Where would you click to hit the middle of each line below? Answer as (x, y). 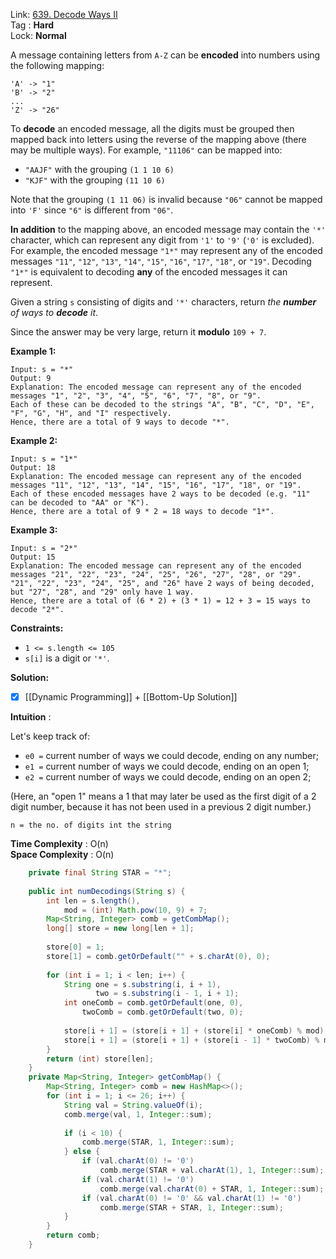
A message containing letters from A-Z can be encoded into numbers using (165, 55)
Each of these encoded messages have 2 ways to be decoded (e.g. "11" (160, 494)
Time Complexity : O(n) (59, 844)
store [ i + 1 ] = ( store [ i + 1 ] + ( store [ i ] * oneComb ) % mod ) (194, 1030)
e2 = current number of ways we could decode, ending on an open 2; (168, 777)
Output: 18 (33, 468)
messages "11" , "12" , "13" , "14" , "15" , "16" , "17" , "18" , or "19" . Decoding (161, 261)
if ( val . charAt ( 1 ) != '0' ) (138, 1179)
